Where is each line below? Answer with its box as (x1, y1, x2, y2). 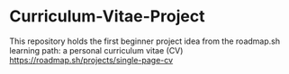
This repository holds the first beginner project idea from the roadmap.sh (9, 36, 281, 46)
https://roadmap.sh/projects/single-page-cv (9, 54, 174, 65)
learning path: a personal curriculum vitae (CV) (9, 45, 184, 55)
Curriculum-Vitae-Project (9, 6, 205, 27)
